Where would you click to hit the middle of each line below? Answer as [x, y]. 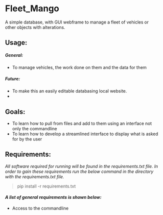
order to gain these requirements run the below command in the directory [79, 171]
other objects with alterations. [35, 27]
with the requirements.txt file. [35, 176]
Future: [13, 78]
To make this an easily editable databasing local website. [70, 91]
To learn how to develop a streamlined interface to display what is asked [85, 134]
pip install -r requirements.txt [46, 186]
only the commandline [35, 129]
